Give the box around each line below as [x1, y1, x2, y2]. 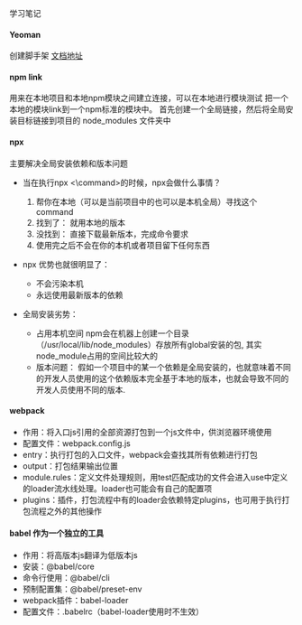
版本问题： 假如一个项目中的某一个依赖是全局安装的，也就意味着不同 [35, 361, 291, 372]
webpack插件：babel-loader [22, 595, 129, 606]
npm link [9, 71, 43, 82]
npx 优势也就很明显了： [22, 258, 110, 269]
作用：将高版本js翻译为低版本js [22, 550, 138, 561]
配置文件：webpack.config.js [22, 437, 131, 449]
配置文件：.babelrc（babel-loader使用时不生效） [22, 606, 205, 617]
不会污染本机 [35, 278, 84, 289]
